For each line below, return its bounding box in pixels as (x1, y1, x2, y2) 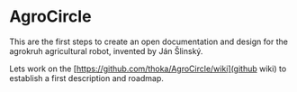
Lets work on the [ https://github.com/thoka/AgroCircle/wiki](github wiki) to (9, 63, 287, 74)
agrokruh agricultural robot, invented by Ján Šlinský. (9, 45, 203, 56)
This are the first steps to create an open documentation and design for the (9, 36, 288, 47)
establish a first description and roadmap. (9, 72, 165, 83)
